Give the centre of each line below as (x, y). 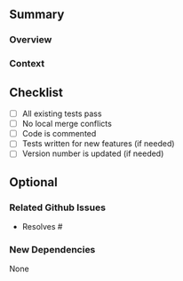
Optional (33, 182)
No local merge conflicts (67, 124)
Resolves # (42, 227)
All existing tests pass (62, 113)
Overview (31, 40)
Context (27, 64)
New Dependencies (52, 249)
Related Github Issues (58, 207)
